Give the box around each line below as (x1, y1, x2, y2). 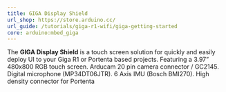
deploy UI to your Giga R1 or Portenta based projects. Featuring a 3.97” (7, 56, 209, 64)
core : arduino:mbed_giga (7, 29, 79, 36)
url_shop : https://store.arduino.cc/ (7, 16, 116, 23)
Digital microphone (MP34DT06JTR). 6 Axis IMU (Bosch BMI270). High (7, 70, 209, 78)
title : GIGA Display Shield (7, 10, 88, 17)
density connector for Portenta (7, 77, 95, 86)
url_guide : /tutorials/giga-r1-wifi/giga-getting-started (7, 23, 178, 30)
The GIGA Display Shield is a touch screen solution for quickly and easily (7, 48, 216, 56)
